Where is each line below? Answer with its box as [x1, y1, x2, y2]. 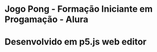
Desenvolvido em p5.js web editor [4, 36, 147, 48]
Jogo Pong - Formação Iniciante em [4, 3, 153, 15]
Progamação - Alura [4, 14, 89, 25]
